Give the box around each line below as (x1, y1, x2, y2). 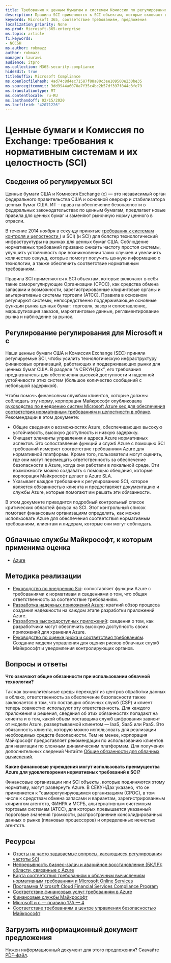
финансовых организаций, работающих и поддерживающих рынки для (5, 360, 160, 367)
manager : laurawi (5, 55, 42, 60)
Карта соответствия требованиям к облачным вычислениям (12, 873, 145, 879)
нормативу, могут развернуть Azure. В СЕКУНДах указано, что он (5, 784, 150, 790)
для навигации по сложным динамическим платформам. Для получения (5, 743, 164, 749)
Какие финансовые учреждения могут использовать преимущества (5, 764, 160, 770)
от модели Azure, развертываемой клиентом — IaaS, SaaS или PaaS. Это (5, 721, 164, 728)
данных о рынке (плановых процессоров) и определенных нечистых (5, 817, 156, 823)
